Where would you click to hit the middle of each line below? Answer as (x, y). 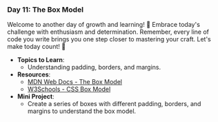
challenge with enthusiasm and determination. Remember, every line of (108, 32)
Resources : (34, 74)
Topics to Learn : (41, 60)
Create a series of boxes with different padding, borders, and (114, 104)
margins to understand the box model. (82, 111)
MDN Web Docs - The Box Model (75, 82)
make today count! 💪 (37, 47)
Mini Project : (36, 96)
